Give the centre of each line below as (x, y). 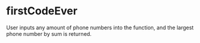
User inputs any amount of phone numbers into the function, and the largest (100, 27)
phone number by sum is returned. (49, 33)
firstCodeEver (42, 11)
